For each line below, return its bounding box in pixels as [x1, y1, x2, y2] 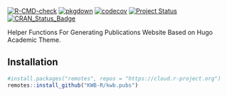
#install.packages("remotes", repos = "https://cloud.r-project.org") [7, 75, 221, 82]
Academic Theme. [7, 36, 61, 44]
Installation [7, 56, 58, 68]
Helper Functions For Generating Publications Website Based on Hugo [7, 28, 213, 36]
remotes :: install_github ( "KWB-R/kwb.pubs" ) [7, 82, 139, 89]
